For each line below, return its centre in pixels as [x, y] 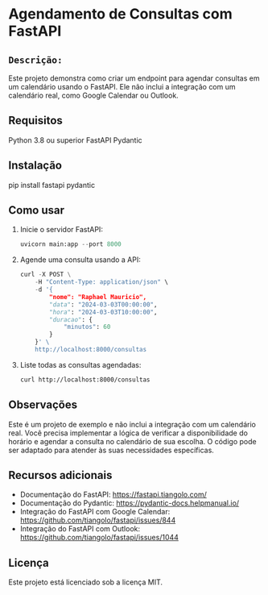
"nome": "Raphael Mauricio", [98, 297]
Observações [43, 405]
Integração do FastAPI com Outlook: [80, 529]
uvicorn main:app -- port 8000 [71, 244]
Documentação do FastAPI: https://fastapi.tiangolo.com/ [113, 495]
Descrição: [35, 60]
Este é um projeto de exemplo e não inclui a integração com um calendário [132, 424]
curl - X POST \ [45, 275]
